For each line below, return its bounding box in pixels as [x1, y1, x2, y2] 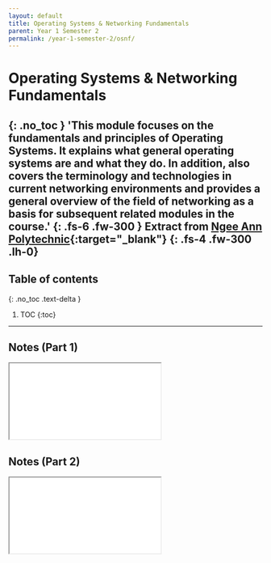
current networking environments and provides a [8, 181, 261, 195]
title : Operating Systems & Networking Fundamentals [8, 19, 190, 28]
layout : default [8, 11, 63, 20]
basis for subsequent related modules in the [8, 207, 236, 221]
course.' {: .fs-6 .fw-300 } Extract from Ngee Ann [8, 219, 263, 233]
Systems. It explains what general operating [8, 143, 235, 158]
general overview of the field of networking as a [8, 194, 254, 208]
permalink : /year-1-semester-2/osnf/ [8, 34, 135, 43]
